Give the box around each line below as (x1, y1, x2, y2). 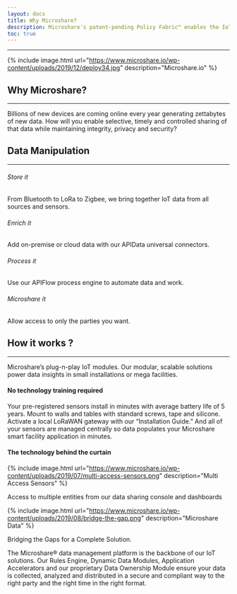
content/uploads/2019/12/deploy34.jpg (7, 64, 121, 72)
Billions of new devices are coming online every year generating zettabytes (7, 110, 226, 118)
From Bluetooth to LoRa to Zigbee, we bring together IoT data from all (7, 195, 209, 204)
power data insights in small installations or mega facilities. (7, 370, 178, 378)
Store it (7, 173, 28, 181)
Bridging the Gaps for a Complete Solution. (7, 535, 132, 543)
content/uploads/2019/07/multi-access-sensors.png (7, 471, 160, 479)
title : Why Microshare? (7, 17, 78, 24)
